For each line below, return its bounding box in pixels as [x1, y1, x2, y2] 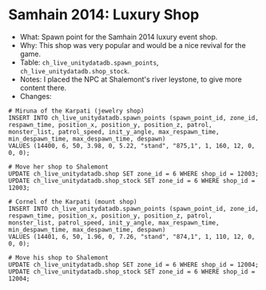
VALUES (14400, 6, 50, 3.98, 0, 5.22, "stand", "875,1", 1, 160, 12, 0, [8, 141, 256, 149]
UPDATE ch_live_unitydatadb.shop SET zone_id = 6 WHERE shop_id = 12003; [8, 169, 260, 177]
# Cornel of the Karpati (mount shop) [8, 197, 137, 205]
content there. [19, 82, 67, 93]
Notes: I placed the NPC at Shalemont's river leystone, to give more [19, 74, 242, 84]
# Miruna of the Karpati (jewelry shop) [8, 106, 145, 115]
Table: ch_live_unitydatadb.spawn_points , [19, 58, 159, 67]
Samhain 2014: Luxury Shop [8, 6, 200, 24]
